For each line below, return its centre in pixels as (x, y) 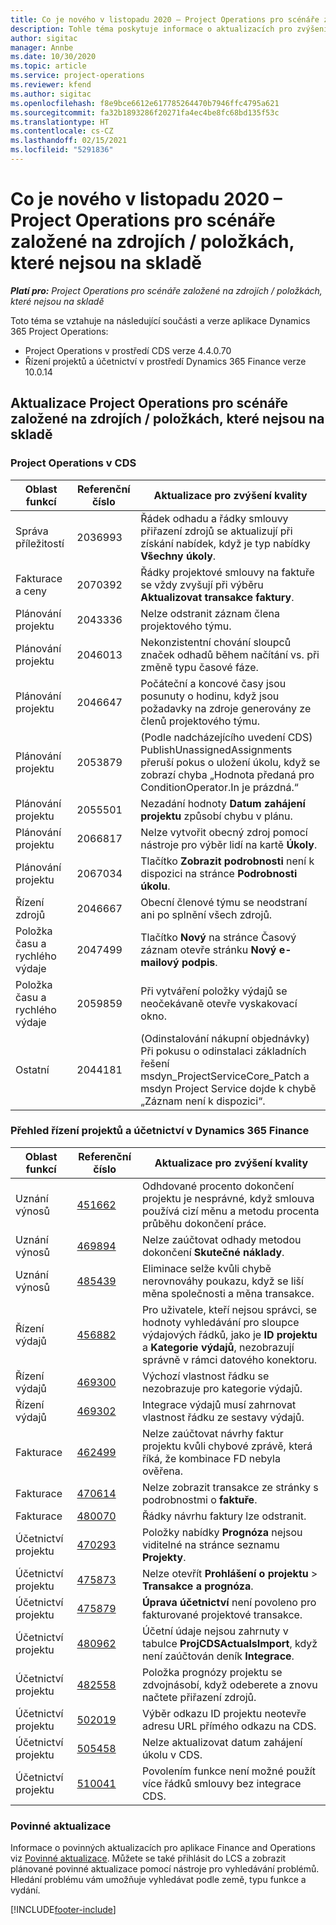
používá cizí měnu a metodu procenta (230, 1211)
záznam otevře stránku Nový (208, 949)
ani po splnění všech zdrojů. (206, 914)
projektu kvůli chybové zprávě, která (227, 1446)
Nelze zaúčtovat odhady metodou (221, 1239)
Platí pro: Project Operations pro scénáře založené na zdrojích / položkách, (166, 290)
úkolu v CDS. (172, 1754)
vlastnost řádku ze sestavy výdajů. (223, 1417)
